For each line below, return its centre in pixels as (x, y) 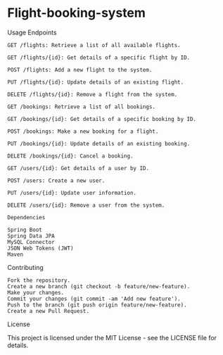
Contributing (25, 267)
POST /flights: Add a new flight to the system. (80, 70)
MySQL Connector (31, 242)
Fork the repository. (39, 280)
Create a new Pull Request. (49, 311)
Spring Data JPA (31, 236)
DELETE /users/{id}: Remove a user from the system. (86, 205)
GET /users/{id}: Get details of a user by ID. (78, 168)
